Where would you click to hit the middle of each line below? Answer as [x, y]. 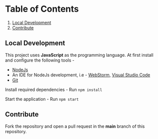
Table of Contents [42, 9]
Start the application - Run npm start [42, 99]
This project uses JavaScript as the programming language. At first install [79, 55]
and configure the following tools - [40, 60]
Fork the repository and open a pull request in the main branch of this [75, 126]
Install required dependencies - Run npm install [54, 90]
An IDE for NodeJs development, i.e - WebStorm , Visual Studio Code [81, 75]
